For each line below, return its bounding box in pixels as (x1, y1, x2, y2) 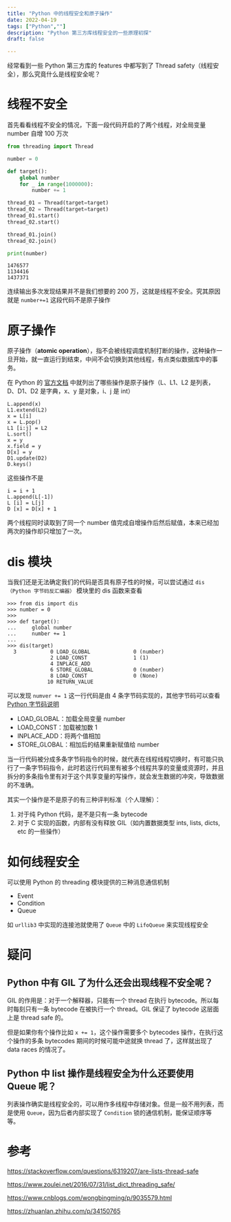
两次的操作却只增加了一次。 (7, 527, 86, 535)
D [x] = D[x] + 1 (7, 506, 57, 513)
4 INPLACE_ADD (50, 661, 91, 667)
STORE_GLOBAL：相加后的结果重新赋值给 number (16, 740, 159, 749)
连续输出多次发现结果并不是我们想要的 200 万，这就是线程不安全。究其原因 (7, 287, 221, 296)
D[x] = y (7, 449, 32, 456)
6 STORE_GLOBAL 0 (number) (50, 667, 165, 674)
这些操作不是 (7, 474, 43, 482)
